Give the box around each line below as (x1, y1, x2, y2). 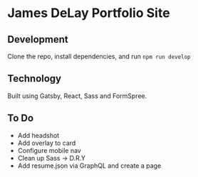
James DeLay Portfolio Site (7, 5, 170, 21)
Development (7, 33, 69, 45)
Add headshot (17, 131, 60, 139)
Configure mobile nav (17, 146, 82, 154)
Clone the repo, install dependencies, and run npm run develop (7, 52, 191, 60)
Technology (7, 73, 62, 85)
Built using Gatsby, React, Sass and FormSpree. (7, 91, 147, 100)
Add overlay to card (17, 139, 76, 147)
